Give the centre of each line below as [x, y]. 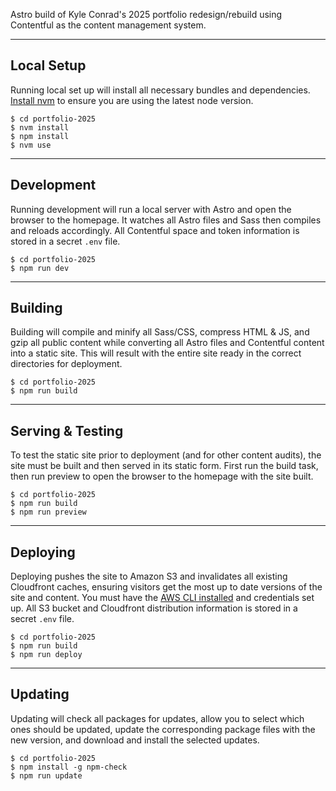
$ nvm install [40, 127]
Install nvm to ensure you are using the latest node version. [132, 100]
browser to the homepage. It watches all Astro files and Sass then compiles [166, 220]
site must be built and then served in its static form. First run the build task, [164, 466]
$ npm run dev [40, 268]
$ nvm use [31, 145]
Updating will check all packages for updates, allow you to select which [157, 718]
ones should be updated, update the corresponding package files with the [163, 729]
